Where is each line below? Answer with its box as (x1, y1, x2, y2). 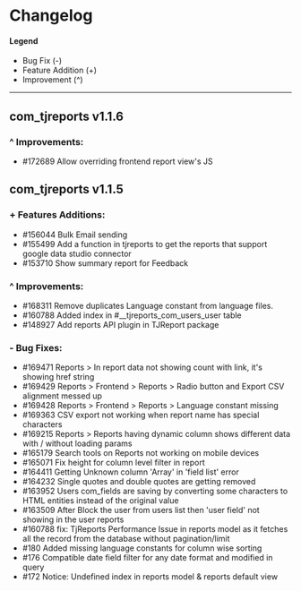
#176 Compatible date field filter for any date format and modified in (21, 552, 273, 563)
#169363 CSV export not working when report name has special (21, 409, 260, 421)
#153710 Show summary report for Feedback (21, 257, 189, 269)
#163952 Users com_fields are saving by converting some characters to (21, 485, 288, 497)
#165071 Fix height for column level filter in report (21, 458, 205, 468)
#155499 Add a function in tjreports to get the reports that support (21, 238, 268, 249)
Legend (9, 35, 39, 46)
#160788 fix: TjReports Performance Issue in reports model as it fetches (21, 524, 288, 535)
